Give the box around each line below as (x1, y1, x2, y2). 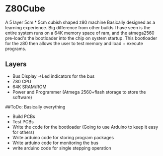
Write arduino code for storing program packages (12, 134, 114, 140)
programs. (5, 46, 26, 52)
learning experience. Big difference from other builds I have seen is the (5, 24, 151, 30)
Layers (5, 60, 27, 68)
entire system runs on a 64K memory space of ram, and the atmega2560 (5, 30, 155, 36)
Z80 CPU (12, 78, 31, 84)
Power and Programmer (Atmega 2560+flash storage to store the (12, 89, 146, 95)
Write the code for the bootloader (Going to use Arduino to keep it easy (12, 124, 158, 130)
